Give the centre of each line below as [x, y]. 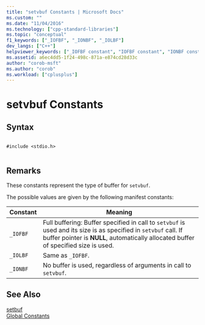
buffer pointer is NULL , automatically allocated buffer [119, 238]
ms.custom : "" [24, 18]
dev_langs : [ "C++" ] [31, 46]
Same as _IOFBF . [66, 255]
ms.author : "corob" [31, 69]
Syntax [20, 127]
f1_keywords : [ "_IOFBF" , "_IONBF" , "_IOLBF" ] [65, 40]
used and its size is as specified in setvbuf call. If [113, 230]
